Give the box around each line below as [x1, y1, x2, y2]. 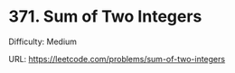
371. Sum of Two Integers [8, 6, 202, 27]
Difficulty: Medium [8, 36, 78, 47]
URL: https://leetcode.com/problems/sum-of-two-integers [8, 53, 226, 64]
